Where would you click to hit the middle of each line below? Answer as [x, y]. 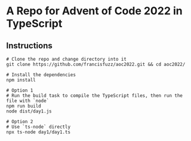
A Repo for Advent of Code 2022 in [95, 11]
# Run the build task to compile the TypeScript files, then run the [95, 96]
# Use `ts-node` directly [38, 127]
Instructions [29, 46]
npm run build [24, 106]
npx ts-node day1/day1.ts [38, 132]
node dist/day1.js [29, 111]
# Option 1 [20, 90]
